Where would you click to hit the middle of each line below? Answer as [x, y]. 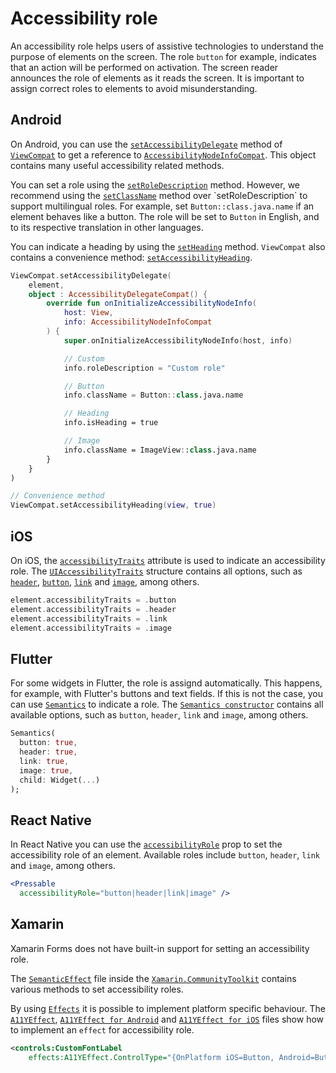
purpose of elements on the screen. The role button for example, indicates [163, 56]
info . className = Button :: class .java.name [153, 395]
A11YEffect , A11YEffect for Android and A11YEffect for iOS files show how [167, 1019]
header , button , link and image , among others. [105, 581]
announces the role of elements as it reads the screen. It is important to [157, 78]
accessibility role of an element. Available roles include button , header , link [165, 855]
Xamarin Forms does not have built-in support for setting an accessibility [160, 948]
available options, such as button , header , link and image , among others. [159, 715]
